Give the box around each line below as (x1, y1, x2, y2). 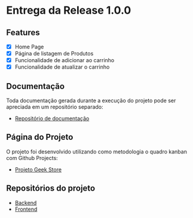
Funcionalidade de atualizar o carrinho (14, 63, 110, 70)
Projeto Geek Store (14, 165, 62, 173)
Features (6, 27, 40, 38)
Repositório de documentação (14, 115, 90, 122)
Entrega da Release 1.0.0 (6, 4, 131, 17)
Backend (14, 199, 37, 206)
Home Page (14, 43, 44, 50)
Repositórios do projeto (6, 183, 96, 194)
